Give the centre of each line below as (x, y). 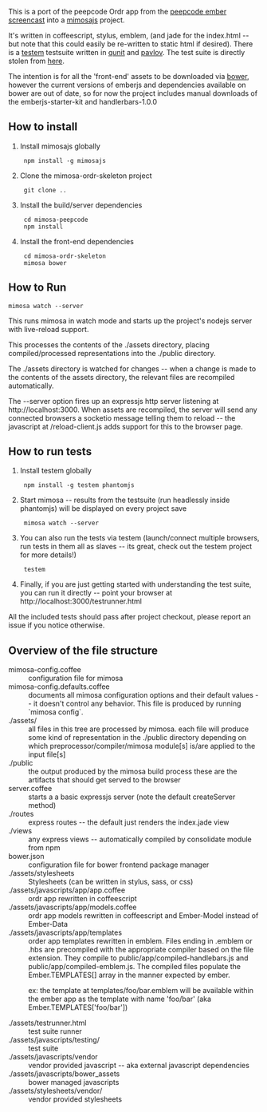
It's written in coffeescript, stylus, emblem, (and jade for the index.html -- (129, 36)
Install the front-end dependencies (77, 241)
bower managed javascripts (74, 1082)
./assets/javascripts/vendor (53, 1057)
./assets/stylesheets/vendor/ (55, 1091)
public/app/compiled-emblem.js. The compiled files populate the (135, 967)
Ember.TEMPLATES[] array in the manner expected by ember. (130, 975)
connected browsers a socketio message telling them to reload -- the (122, 417)
